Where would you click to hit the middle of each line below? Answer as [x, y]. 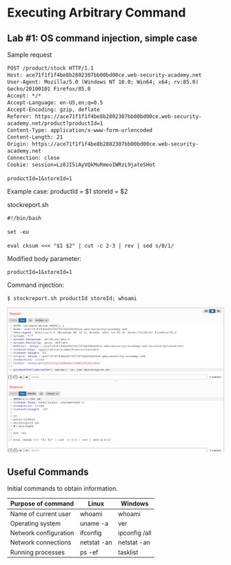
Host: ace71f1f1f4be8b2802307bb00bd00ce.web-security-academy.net [104, 75]
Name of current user [40, 514]
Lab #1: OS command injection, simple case [102, 38]
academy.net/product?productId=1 [55, 123]
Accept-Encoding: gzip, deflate [53, 110]
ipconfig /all [135, 533]
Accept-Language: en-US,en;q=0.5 [55, 103]
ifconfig [91, 533]
